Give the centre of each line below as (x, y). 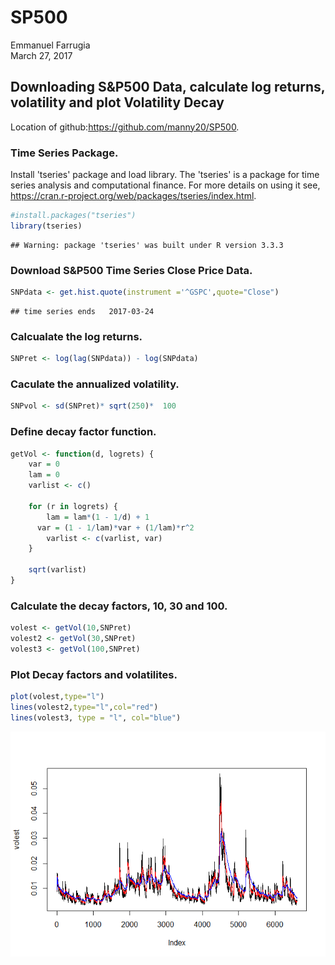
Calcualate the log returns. (76, 336)
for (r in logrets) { (73, 506)
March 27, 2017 (41, 55)
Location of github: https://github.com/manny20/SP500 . (125, 127)
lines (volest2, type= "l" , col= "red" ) (84, 707)
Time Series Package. (64, 153)
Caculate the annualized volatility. (95, 384)
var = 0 (44, 464)
